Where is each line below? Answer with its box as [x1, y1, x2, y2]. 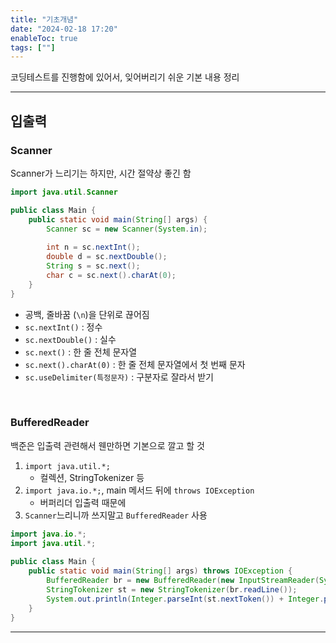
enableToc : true [10, 33, 78, 43]
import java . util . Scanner [10, 187, 118, 197]
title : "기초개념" [10, 14, 79, 25]
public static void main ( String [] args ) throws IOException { [28, 566, 293, 576]
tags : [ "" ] [10, 42, 56, 53]
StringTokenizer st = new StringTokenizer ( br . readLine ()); [46, 585, 298, 595]
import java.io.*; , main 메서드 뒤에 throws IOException [24, 484, 255, 496]
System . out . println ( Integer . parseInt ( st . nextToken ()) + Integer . [46, 594, 325, 604]
